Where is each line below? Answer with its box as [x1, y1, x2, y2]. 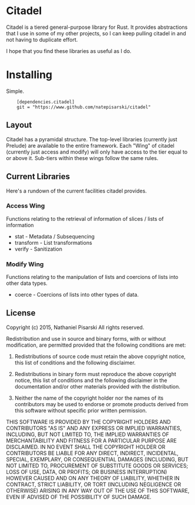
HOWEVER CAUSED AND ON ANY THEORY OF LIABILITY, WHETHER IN [6, 474, 180, 481]
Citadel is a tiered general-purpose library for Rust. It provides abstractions [6, 24, 188, 31]
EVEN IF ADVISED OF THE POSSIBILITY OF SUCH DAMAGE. [6, 493, 152, 500]
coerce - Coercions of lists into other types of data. [14, 291, 139, 298]
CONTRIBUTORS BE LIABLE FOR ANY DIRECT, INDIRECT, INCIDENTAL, [6, 449, 179, 457]
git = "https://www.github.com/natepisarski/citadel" [16, 104, 151, 110]
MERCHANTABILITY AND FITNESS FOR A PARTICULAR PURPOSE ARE [6, 437, 177, 444]
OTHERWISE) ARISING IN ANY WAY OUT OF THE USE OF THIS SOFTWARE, [6, 487, 190, 494]
